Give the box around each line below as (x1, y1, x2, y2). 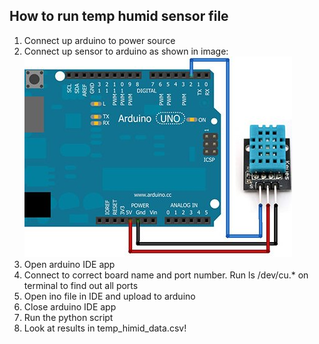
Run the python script (23, 311, 114, 323)
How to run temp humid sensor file (9, 8, 229, 25)
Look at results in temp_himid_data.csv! (23, 322, 187, 334)
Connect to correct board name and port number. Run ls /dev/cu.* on (23, 269, 309, 281)
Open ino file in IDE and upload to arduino (23, 290, 196, 302)
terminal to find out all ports (23, 279, 139, 291)
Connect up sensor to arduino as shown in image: (23, 45, 229, 57)
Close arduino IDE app (23, 300, 117, 313)
